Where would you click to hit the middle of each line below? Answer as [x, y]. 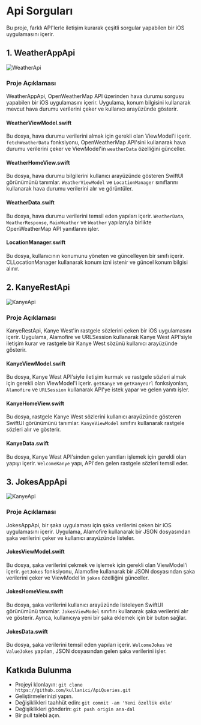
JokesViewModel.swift [35, 552]
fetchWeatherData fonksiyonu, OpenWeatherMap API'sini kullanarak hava [96, 142]
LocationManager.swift [36, 242]
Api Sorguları [40, 11]
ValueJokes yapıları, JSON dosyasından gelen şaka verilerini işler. [86, 651]
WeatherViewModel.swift [39, 123]
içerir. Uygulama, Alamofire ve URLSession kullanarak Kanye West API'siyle [99, 337]
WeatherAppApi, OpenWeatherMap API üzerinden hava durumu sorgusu [95, 96]
